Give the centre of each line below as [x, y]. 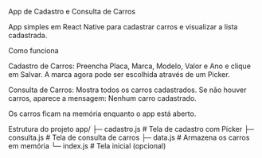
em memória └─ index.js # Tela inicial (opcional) [87, 146]
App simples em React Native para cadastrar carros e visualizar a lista [123, 27]
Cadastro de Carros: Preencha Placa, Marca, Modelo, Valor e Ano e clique [129, 66]
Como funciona [33, 50]
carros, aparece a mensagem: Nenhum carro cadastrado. [102, 98]
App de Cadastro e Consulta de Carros [72, 12]
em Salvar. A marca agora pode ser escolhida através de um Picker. [119, 74]
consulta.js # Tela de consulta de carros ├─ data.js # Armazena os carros [129, 137]
